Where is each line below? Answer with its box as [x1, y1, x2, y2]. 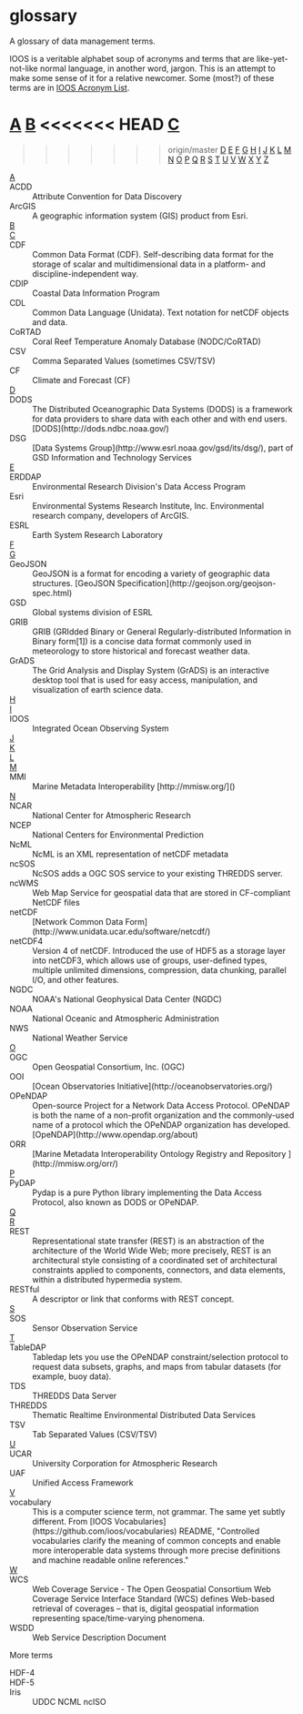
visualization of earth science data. [32, 684, 164, 695]
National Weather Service [32, 1032, 128, 1043]
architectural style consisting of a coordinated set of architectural [32, 1254, 278, 1265]
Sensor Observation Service [32, 1322, 138, 1334]
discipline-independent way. [32, 268, 139, 279]
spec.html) [32, 587, 73, 598]
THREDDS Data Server [32, 1390, 117, 1401]
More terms [9, 1649, 53, 1660]
